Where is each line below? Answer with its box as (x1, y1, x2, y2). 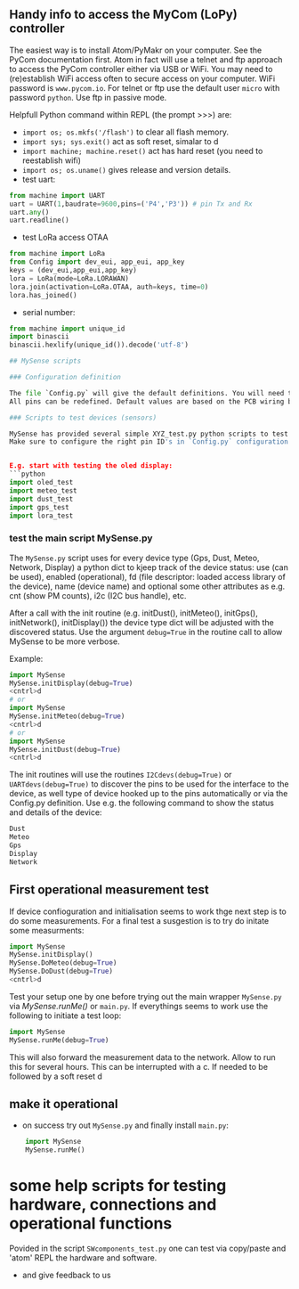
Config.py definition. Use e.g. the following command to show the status (9, 797, 274, 809)
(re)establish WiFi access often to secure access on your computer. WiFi (9, 73, 276, 84)
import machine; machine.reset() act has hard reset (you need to (21, 145, 263, 156)
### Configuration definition (9, 373, 122, 382)
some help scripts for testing (9, 1176, 227, 1196)
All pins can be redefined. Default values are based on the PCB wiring (9, 396, 285, 406)
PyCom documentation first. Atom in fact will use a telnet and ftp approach (9, 53, 283, 65)
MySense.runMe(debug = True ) (9, 1035, 109, 1045)
